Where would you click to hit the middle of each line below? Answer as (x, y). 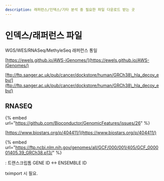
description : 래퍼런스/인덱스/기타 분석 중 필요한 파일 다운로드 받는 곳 (70, 10)
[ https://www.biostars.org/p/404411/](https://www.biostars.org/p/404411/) (81, 133)
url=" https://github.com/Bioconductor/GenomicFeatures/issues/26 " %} (78, 123)
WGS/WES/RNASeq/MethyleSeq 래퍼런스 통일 (51, 50)
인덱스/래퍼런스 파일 (44, 36)
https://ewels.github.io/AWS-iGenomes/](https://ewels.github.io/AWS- (78, 60)
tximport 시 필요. (21, 174)
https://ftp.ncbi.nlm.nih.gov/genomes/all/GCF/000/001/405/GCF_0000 (87, 147)
